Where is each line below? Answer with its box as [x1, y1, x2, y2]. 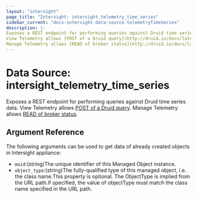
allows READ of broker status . [6, 110, 78, 117]
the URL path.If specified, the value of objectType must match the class [14, 179, 188, 186]
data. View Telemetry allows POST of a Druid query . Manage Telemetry [6, 104, 178, 111]
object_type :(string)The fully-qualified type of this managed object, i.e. [14, 166, 186, 173]
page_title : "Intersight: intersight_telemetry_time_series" [6, 14, 159, 20]
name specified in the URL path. [14, 185, 93, 192]
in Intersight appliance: [6, 149, 62, 156]
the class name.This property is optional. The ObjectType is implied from [14, 173, 191, 180]
